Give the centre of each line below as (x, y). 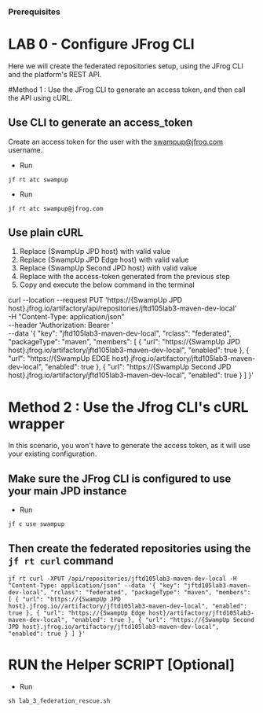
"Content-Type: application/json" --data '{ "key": (94, 586)
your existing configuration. (53, 454)
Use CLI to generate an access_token (100, 123)
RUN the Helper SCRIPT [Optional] (122, 665)
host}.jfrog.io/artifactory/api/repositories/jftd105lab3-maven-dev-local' (122, 308)
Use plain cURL (46, 233)
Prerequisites (34, 12)
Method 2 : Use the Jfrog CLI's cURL (128, 407)
